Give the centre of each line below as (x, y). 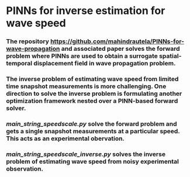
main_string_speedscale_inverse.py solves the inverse (86, 154)
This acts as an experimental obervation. (65, 138)
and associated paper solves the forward (120, 49)
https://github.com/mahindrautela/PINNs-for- (118, 41)
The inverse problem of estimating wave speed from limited (92, 79)
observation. (25, 169)
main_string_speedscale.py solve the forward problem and (91, 124)
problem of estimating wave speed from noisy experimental (93, 161)
